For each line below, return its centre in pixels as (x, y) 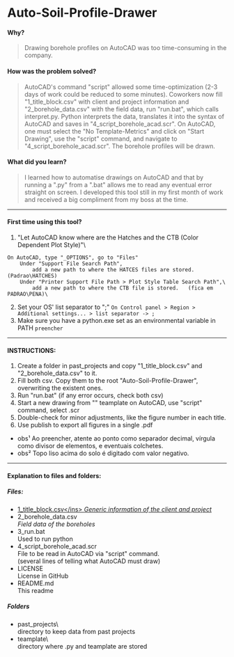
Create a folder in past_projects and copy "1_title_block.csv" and (110, 366)
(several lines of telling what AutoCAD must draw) (89, 561)
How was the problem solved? (52, 71)
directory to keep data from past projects (76, 631)
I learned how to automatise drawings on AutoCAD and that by (114, 177)
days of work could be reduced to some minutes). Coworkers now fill (123, 94)
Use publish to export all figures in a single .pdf (85, 425)
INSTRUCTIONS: (32, 350)
